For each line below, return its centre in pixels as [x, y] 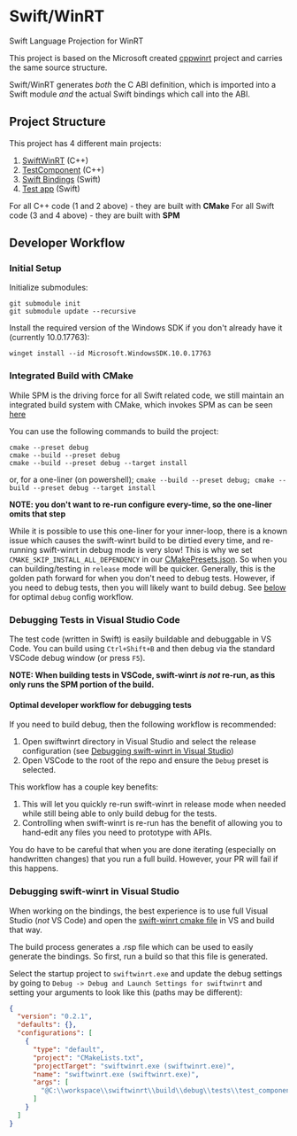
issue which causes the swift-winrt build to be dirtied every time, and [135, 540]
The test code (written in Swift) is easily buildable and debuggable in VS [141, 639]
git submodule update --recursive [73, 312]
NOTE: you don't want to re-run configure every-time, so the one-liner [141, 504]
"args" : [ [50, 1083]
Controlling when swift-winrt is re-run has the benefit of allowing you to [152, 823]
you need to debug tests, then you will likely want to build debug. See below [148, 587]
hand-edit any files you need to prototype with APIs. [117, 833]
